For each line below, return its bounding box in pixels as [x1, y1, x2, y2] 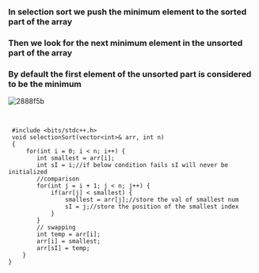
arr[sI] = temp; [36, 244, 90, 252]
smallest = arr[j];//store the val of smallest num [64, 195, 239, 203]
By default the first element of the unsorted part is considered [8, 68, 252, 79]
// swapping [36, 223, 77, 231]
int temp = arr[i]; [36, 230, 101, 238]
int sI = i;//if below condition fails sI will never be [36, 161, 228, 169]
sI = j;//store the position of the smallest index [64, 203, 239, 210]
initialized [8, 168, 48, 176]
